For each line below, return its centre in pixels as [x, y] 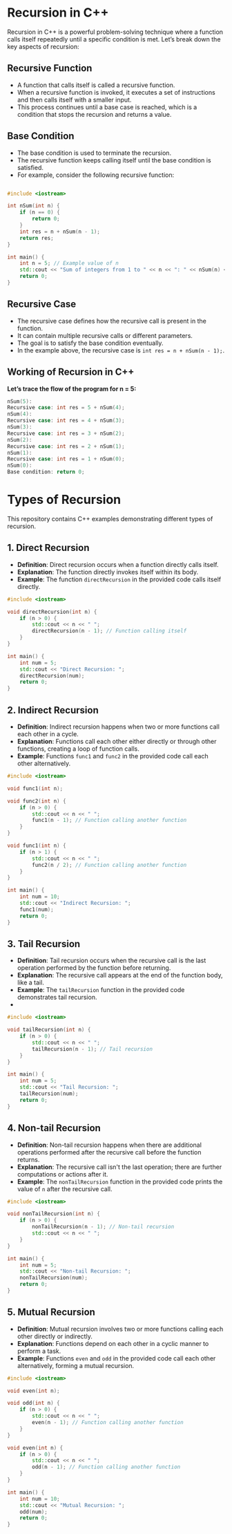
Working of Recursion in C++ [71, 372]
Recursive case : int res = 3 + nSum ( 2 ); [66, 433]
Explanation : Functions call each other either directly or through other [117, 741]
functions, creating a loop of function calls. [78, 749]
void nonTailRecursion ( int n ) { [54, 1214]
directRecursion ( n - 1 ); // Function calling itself [109, 631]
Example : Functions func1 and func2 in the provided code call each [113, 756]
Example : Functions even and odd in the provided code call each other [116, 1358]
